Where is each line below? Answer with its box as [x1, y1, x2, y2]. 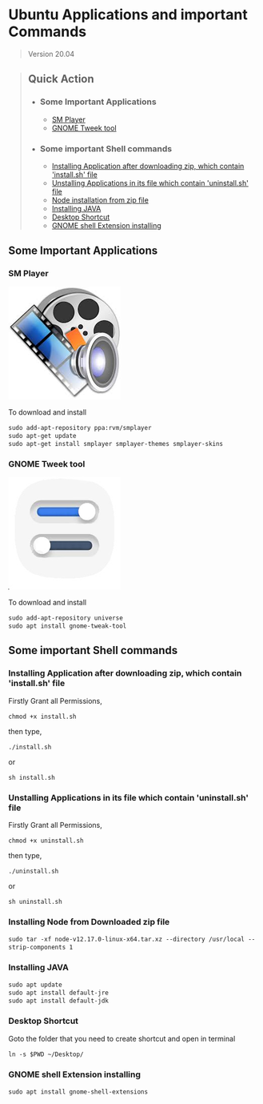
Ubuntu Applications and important [8, 6, 248, 24]
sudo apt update [8, 981, 62, 990]
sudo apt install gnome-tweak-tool [8, 622, 127, 630]
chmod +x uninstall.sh [8, 837, 84, 845]
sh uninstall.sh [8, 897, 62, 905]
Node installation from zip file [51, 195, 149, 205]
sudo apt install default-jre [8, 989, 110, 998]
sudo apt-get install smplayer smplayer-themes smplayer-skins [8, 440, 224, 448]
